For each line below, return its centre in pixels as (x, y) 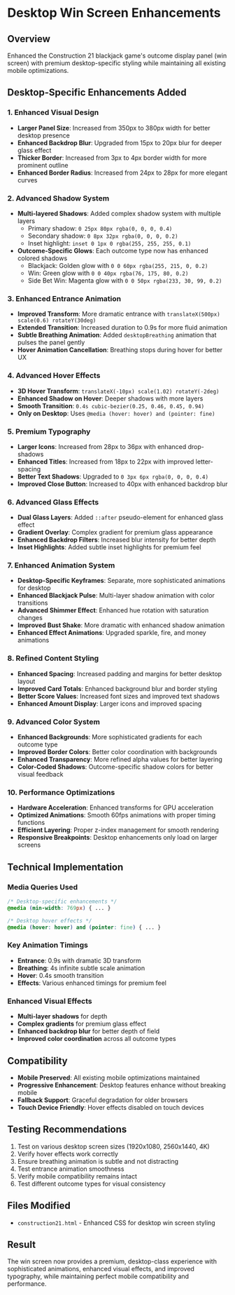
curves (27, 180)
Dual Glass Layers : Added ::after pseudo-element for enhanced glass (120, 518)
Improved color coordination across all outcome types (97, 1039)
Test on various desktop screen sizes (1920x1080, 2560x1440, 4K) (113, 1146)
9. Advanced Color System (54, 722)
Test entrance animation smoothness (71, 1169)
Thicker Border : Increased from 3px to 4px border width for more (112, 157)
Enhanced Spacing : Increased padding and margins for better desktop (120, 673)
